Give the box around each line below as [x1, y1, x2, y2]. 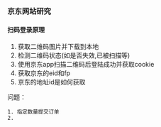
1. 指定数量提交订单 [7, 109, 60, 116]
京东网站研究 [7, 6, 52, 16]
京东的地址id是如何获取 [17, 78, 86, 87]
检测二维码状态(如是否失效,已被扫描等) [17, 51, 131, 60]
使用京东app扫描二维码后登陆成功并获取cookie [17, 60, 155, 69]
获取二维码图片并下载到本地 [17, 43, 99, 51]
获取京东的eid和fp [17, 69, 71, 77]
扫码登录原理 [7, 25, 45, 33]
